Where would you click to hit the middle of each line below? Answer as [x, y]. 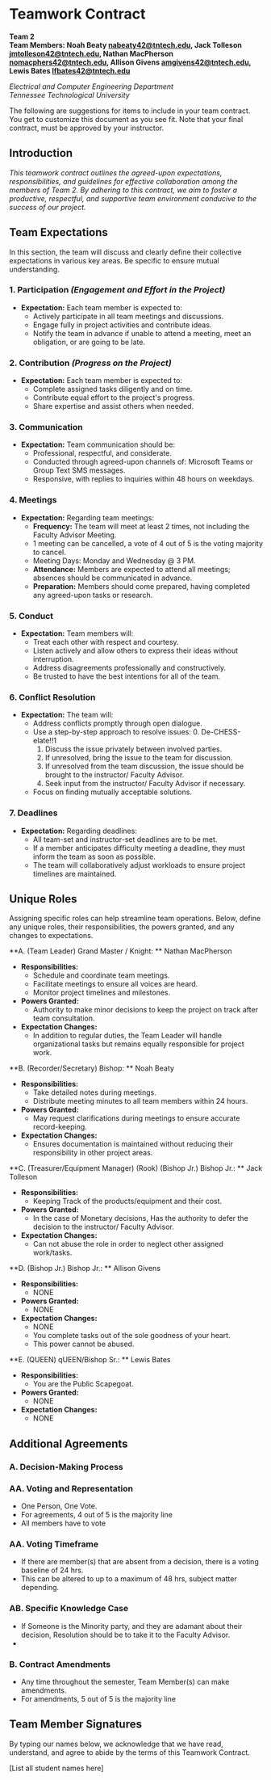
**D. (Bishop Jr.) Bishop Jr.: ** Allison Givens [85, 1269]
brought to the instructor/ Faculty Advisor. [115, 775]
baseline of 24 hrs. [52, 1570]
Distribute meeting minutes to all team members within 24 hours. [140, 1101]
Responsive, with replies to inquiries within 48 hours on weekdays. [144, 479]
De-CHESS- [221, 732]
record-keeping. [60, 1127]
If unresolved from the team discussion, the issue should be [144, 766]
